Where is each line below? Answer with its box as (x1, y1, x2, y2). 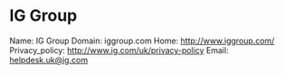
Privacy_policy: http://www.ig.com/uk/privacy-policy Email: (9, 44, 229, 55)
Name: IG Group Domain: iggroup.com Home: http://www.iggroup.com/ (9, 35, 275, 46)
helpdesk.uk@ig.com (9, 54, 89, 65)
